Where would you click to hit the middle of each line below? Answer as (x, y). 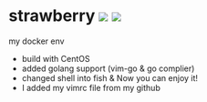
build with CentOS (56, 58)
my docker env (36, 41)
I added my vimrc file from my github (91, 87)
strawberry (52, 16)
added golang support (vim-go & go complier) (108, 68)
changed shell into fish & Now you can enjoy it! (109, 77)
